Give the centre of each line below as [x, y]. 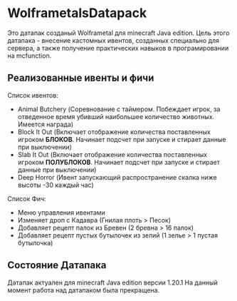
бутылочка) [35, 243]
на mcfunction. [30, 56]
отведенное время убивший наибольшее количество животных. [116, 116]
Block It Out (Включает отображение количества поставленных [114, 132]
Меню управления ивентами [61, 213]
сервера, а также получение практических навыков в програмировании [118, 48]
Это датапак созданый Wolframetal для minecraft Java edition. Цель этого [118, 33]
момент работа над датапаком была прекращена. [84, 290]
